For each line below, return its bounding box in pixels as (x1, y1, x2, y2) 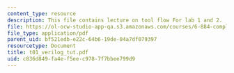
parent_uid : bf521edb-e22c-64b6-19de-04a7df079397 (7, 36, 157, 43)
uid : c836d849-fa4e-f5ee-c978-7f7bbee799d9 (7, 56, 136, 63)
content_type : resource (7, 10, 77, 17)
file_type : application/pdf (7, 29, 89, 37)
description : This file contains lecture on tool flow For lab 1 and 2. (7, 17, 223, 24)
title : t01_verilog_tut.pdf (7, 49, 89, 56)
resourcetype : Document (7, 42, 77, 49)
